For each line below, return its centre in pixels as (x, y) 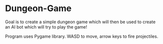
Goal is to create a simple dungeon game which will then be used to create (80, 22)
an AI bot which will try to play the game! (46, 27)
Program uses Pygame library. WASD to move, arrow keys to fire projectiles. (81, 36)
